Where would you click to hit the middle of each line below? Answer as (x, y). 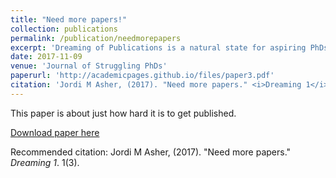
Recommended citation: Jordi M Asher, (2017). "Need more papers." (151, 152)
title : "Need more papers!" (69, 19)
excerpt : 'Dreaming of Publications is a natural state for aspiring (158, 47)
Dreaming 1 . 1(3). (45, 162)
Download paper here (55, 132)
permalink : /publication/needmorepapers (96, 38)
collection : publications (64, 29)
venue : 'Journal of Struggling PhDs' (89, 66)
